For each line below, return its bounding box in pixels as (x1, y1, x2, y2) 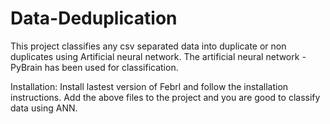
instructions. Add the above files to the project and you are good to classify (10, 91, 321, 103)
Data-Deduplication (10, 7, 178, 30)
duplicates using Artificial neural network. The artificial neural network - (10, 50, 307, 62)
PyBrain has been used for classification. (10, 61, 179, 73)
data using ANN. (10, 102, 78, 114)
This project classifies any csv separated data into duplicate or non (10, 40, 287, 52)
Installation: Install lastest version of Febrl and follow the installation (10, 80, 289, 92)
